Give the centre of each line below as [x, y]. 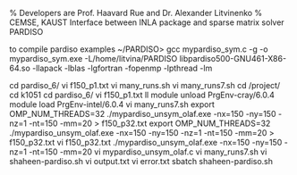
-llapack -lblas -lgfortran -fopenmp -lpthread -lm [123, 68]
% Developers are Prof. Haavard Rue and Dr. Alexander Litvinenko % [136, 13]
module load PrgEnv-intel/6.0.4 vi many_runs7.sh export [112, 104]
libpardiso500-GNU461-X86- [233, 58]
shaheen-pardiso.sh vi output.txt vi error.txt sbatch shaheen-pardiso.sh [141, 161]
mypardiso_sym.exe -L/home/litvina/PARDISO [93, 58]
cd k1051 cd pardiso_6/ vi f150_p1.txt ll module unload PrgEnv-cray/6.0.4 [142, 95]
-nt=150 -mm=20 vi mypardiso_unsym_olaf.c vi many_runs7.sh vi [148, 152]
